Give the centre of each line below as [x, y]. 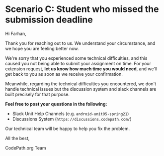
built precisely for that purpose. [37, 94]
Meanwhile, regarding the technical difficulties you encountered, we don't [81, 84]
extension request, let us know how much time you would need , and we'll [81, 69]
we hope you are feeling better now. [42, 48]
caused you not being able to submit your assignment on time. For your [78, 63]
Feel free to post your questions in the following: [56, 104]
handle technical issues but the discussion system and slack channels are [81, 89]
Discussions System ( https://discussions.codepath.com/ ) [72, 119]
